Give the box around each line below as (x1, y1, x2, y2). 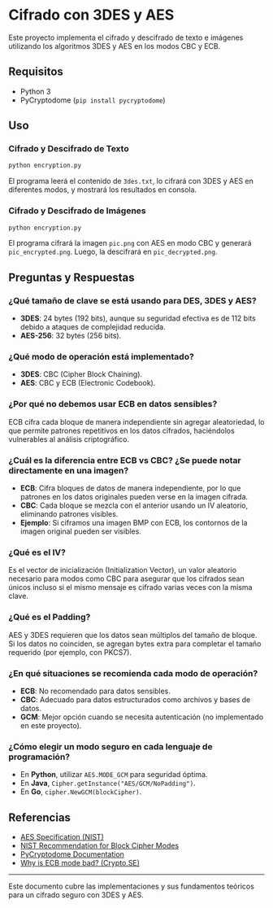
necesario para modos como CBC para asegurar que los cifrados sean (8, 574, 245, 583)
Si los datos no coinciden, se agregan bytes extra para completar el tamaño (8, 639, 262, 648)
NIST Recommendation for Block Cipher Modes (19, 840, 180, 851)
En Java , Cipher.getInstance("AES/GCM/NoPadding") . (19, 779, 197, 788)
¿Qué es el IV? (8, 547, 67, 558)
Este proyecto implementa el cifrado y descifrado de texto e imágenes (8, 33, 244, 42)
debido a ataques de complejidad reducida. (19, 322, 166, 332)
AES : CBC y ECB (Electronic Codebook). (19, 378, 156, 388)
